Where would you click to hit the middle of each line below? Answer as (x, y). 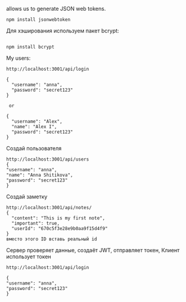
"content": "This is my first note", (58, 218)
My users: (18, 58)
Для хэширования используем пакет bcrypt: (63, 31)
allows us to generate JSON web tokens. (56, 9)
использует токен (29, 256)
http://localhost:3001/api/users (48, 159)
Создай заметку (27, 197)
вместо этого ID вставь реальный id (52, 239)
